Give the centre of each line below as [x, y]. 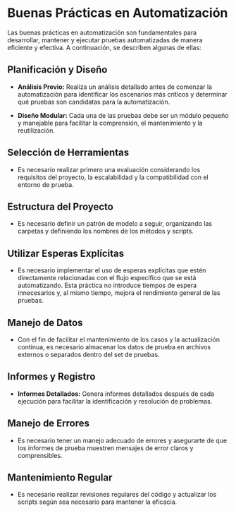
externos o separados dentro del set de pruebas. [88, 355]
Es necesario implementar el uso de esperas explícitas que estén [112, 270]
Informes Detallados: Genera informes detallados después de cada [116, 394]
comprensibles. [40, 455]
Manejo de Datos [45, 322]
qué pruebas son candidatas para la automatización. [94, 102]
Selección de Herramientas [68, 153]
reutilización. [36, 130]
